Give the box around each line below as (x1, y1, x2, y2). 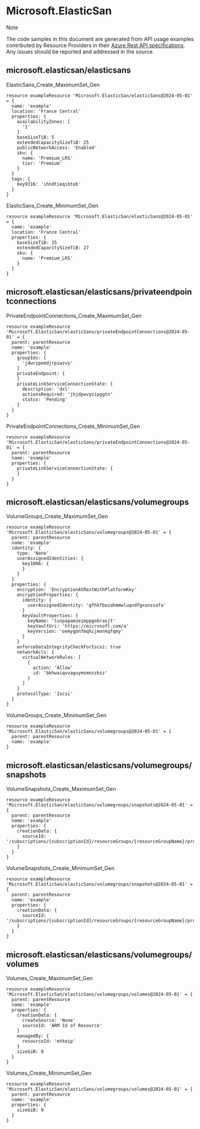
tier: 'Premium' (21, 160, 62, 166)
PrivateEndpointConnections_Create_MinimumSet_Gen (6, 423, 140, 430)
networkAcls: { (17, 649, 55, 655)
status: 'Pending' (21, 396, 68, 402)
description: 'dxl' (21, 386, 70, 392)
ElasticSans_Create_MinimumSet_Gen (6, 202, 99, 209)
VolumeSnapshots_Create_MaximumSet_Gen (6, 786, 116, 793)
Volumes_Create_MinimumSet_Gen (6, 1069, 92, 1077)
